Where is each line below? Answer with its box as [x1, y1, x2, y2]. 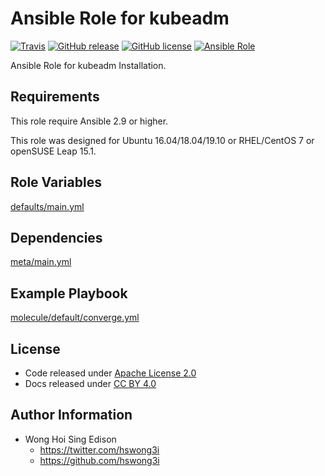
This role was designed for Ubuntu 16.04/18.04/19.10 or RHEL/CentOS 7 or [10, 134, 315, 146]
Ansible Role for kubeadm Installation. [10, 59, 167, 71]
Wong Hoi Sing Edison [24, 433, 117, 445]
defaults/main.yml [10, 200, 85, 212]
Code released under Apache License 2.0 [24, 367, 197, 379]
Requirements [10, 88, 100, 106]
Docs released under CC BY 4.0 [24, 378, 157, 389]
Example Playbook [10, 285, 128, 302]
